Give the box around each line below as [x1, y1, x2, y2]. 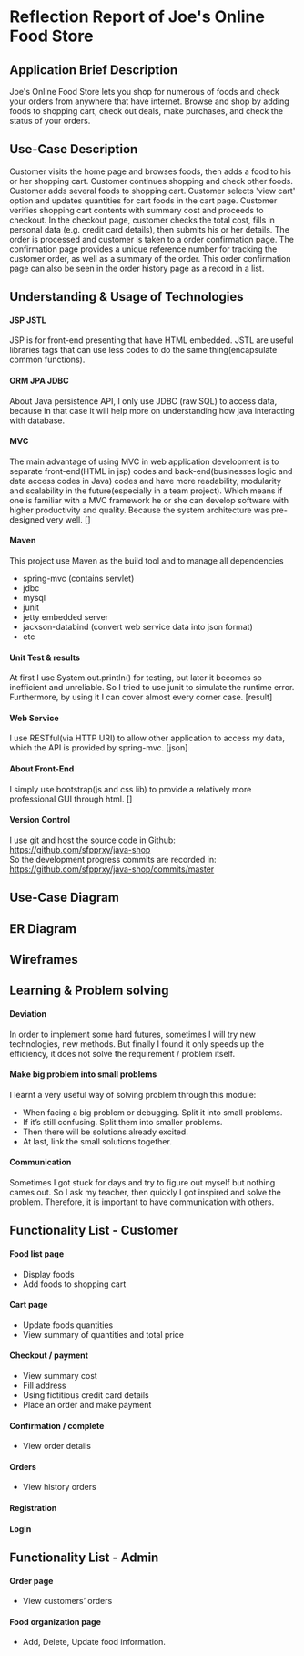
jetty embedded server [22, 612, 109, 623]
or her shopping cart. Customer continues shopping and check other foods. [9, 175, 293, 186]
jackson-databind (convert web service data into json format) [22, 622, 253, 633]
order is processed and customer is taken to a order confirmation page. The [9, 233, 294, 244]
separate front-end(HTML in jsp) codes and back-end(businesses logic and [9, 465, 293, 476]
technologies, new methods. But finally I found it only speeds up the [9, 1038, 265, 1050]
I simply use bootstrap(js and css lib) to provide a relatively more [9, 783, 252, 794]
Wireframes [9, 952, 79, 968]
